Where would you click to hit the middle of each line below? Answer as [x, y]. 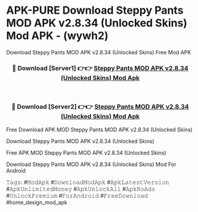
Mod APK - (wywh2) [57, 36]
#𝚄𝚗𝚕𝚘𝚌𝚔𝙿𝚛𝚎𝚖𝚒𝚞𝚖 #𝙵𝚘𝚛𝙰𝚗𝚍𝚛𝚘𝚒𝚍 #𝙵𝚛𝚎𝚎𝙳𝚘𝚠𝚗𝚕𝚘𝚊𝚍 [77, 195]
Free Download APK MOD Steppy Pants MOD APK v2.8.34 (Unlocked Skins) [99, 130]
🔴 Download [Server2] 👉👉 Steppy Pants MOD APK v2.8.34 [100, 107]
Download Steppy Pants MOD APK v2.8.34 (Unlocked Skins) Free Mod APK [99, 52]
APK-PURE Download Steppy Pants [95, 10]
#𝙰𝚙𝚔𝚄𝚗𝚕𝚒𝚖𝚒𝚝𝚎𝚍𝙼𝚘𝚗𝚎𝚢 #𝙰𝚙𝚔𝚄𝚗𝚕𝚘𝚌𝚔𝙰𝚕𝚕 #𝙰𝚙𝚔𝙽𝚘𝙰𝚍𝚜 [81, 189]
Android [16, 170]
